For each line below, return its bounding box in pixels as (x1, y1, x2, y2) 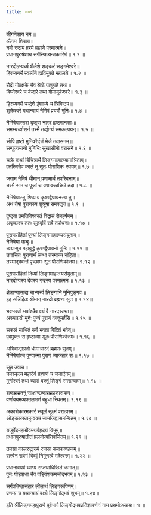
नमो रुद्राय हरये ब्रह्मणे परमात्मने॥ (6, 44, 67, 51)
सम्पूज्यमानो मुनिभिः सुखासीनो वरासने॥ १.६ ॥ (6, 144, 91, 152)
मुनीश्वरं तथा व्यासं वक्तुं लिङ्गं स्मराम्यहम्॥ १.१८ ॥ (6, 377, 102, 384)
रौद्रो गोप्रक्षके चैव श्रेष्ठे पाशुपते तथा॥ (6, 81, 72, 89)
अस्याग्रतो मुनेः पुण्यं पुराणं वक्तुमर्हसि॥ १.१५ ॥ (6, 314, 91, 321)
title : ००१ (6, 8, 33, 15)
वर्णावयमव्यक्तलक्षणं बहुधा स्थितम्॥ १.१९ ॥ (6, 396, 87, 403)
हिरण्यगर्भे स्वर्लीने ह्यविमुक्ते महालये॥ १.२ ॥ (6, 69, 87, 77)
